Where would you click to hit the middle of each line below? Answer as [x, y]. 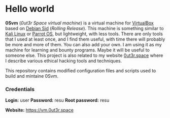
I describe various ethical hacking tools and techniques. [64, 61]
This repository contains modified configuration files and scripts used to [81, 70]
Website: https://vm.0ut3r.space [39, 110]
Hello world [30, 9]
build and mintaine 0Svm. [32, 76]
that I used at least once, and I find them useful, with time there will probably [85, 39]
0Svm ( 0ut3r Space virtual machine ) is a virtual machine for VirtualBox [79, 23]
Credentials [20, 89]
